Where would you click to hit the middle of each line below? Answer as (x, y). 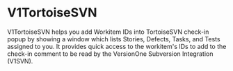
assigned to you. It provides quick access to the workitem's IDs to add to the (117, 46)
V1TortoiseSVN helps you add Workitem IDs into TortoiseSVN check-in (108, 32)
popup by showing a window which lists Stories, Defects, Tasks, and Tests (114, 39)
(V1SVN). (20, 61)
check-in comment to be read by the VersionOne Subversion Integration (110, 54)
